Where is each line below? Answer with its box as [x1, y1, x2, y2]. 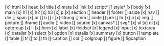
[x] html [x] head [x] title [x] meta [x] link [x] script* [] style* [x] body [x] [5, 4, 150, 10]
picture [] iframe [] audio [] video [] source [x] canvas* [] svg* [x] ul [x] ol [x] [5, 20, 160, 25]
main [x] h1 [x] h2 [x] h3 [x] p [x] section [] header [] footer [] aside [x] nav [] [5, 9, 160, 15]
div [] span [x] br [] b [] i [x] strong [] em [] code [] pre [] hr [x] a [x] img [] [5, 15, 154, 20]
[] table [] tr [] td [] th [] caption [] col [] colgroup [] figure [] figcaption [5, 35, 146, 41]
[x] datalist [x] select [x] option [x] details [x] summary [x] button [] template [5, 30, 159, 36]
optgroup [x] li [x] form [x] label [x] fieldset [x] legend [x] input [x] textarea [5, 25, 156, 31]
